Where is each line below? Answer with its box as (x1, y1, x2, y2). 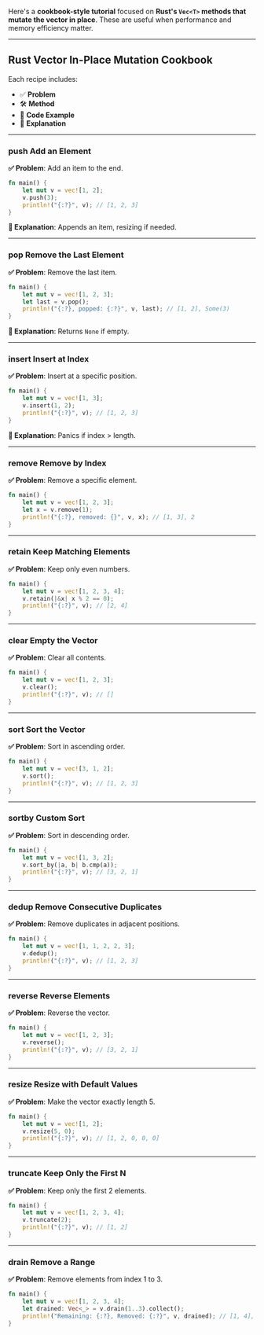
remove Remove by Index (8, 458, 107, 469)
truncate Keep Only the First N (8, 1168, 126, 1179)
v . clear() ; (22, 683, 58, 691)
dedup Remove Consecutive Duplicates (8, 902, 163, 913)
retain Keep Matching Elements (8, 546, 131, 557)
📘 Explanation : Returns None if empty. (8, 326, 130, 337)
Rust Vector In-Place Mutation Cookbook (8, 53, 214, 67)
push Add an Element (8, 145, 92, 156)
